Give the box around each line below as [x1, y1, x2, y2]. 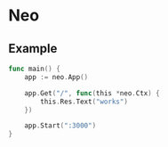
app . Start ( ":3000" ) [24, 121, 97, 130]
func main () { [8, 64, 61, 73]
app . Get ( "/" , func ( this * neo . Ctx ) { [24, 88, 161, 98]
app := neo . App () [24, 72, 89, 81]
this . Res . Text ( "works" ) [40, 97, 128, 106]
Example [8, 41, 58, 56]
